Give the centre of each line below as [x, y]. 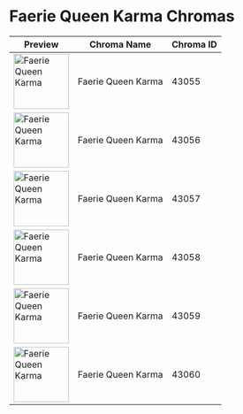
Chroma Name [121, 44]
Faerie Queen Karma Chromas [122, 16]
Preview [41, 44]
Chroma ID [195, 44]
